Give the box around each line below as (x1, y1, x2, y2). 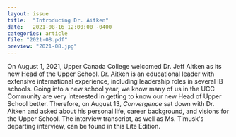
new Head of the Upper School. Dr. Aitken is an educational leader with (7, 70, 215, 78)
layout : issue (7, 10, 49, 18)
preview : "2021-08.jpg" (7, 43, 78, 50)
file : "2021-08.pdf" (7, 37, 69, 44)
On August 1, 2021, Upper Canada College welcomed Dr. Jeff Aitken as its (7, 63, 222, 70)
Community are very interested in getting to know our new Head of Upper (7, 92, 222, 100)
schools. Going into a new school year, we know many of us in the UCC (7, 85, 216, 93)
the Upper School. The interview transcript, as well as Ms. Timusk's (7, 115, 204, 123)
